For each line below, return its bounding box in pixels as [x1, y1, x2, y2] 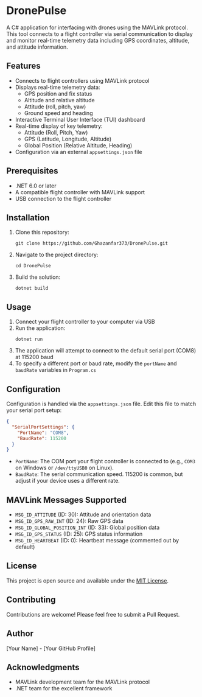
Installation [6, 212, 50, 223]
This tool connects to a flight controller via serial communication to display [6, 30, 193, 37]
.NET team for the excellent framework [15, 685, 113, 692]
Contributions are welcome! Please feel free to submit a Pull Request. [6, 611, 180, 618]
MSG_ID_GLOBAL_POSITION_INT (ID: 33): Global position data [15, 524, 160, 531]
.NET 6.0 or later [15, 182, 57, 189]
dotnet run [15, 336, 43, 343]
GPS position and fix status [24, 89, 92, 97]
